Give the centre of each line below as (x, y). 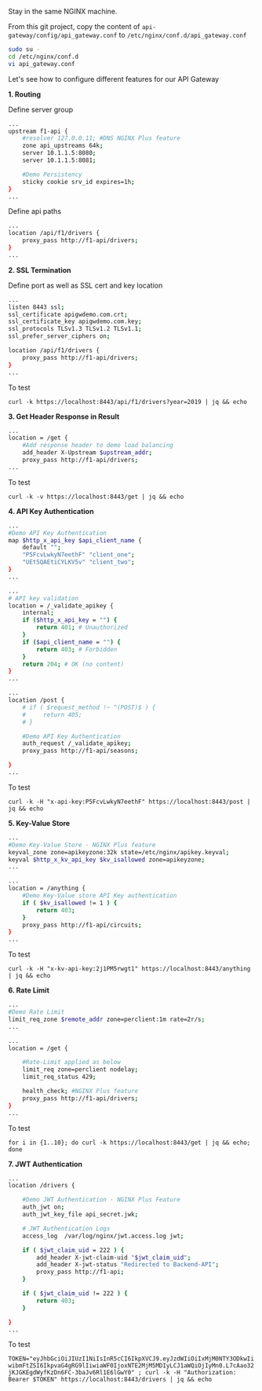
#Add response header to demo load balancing (98, 446)
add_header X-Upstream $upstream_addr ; (87, 453)
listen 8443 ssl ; (36, 307)
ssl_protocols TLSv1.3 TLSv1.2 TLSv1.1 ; (75, 329)
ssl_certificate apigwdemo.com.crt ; (68, 314)
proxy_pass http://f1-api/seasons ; (80, 751)
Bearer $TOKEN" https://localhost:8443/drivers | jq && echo (110, 1380)
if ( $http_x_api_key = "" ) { (70, 620)
